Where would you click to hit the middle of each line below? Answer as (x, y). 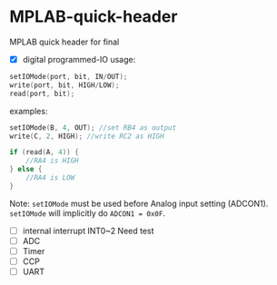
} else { (26, 170)
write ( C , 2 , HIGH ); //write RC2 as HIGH (87, 136)
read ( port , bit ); (42, 93)
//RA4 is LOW (50, 178)
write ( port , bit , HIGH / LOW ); (64, 85)
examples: (29, 111)
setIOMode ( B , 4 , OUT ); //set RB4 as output (93, 128)
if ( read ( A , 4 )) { (44, 152)
